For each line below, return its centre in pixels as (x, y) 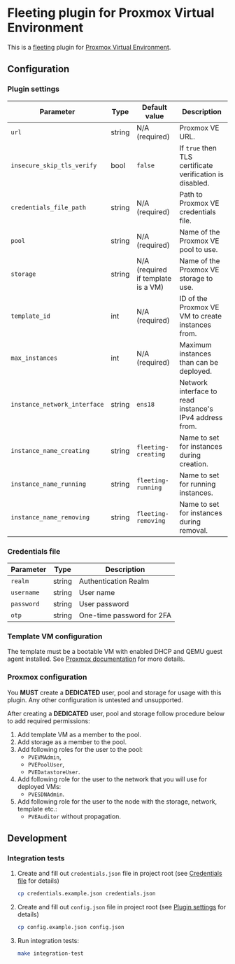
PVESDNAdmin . (46, 794)
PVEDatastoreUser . (54, 771)
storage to (196, 278)
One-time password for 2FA (125, 615)
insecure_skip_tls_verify (54, 165)
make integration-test (50, 953)
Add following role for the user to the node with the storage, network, (117, 801)
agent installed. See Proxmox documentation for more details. (96, 659)
